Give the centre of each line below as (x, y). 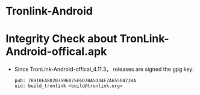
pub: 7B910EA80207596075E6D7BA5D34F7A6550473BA (75, 81)
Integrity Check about (62, 39)
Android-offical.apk (56, 52)
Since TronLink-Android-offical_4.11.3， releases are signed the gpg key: (104, 69)
